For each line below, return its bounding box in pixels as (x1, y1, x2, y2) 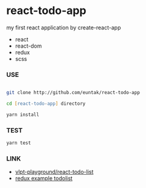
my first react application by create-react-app (6, 24, 121, 31)
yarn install (6, 111, 40, 118)
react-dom (15, 42, 42, 49)
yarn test (6, 140, 32, 146)
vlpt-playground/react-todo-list (15, 168, 94, 176)
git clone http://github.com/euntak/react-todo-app (6, 90, 140, 96)
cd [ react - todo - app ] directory (6, 101, 86, 107)
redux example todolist (15, 175, 73, 182)
